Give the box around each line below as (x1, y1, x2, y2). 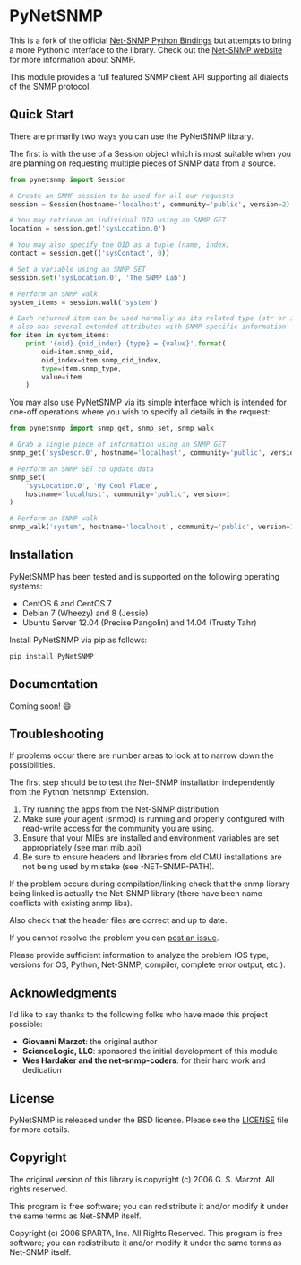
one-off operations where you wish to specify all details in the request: (9, 406, 271, 417)
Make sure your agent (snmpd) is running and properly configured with (21, 814, 285, 824)
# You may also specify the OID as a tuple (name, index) (9, 240, 230, 249)
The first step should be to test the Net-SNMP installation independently (9, 777, 276, 788)
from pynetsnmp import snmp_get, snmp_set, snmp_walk (9, 423, 215, 433)
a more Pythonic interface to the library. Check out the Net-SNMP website (9, 44, 283, 55)
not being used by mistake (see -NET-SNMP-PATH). (21, 861, 215, 872)
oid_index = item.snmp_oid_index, (41, 355, 163, 364)
